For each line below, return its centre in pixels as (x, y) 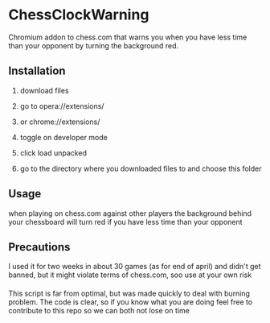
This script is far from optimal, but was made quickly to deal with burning (129, 293)
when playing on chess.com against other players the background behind (130, 213)
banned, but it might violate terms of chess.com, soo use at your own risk (130, 275)
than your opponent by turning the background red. (94, 45)
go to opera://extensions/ (62, 106)
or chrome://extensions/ (60, 122)
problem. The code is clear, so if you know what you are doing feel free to (131, 302)
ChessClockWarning (79, 15)
